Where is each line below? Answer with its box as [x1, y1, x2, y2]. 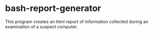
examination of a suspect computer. [5, 23, 78, 29]
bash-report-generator [5, 3, 101, 14]
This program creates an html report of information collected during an [5, 19, 149, 24]
